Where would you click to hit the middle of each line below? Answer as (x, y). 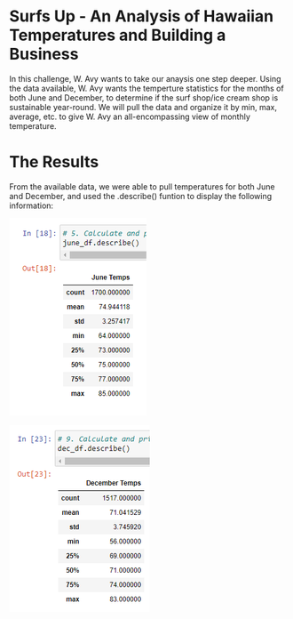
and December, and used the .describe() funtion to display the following (141, 196)
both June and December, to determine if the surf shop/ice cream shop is (144, 97)
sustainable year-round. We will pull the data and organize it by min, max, (143, 107)
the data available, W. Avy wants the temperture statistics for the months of (146, 88)
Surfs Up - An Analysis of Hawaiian (142, 16)
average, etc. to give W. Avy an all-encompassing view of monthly (130, 117)
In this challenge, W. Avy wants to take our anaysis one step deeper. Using (145, 78)
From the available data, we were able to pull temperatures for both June (142, 186)
